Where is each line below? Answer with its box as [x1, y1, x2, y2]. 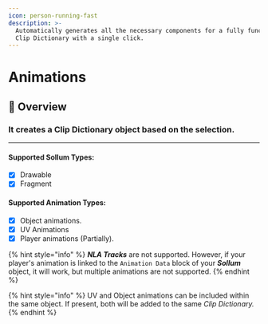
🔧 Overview [8, 100, 67, 113]
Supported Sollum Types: [8, 152, 95, 162]
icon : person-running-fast [8, 11, 98, 20]
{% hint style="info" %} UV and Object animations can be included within [8, 290, 250, 300]
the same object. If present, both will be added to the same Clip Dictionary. [8, 298, 254, 308]
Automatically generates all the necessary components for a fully [15, 26, 245, 34]
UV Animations [19, 224, 69, 234]
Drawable [19, 170, 52, 180]
